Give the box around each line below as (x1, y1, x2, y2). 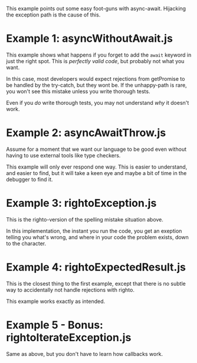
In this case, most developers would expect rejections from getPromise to (6, 75, 185, 82)
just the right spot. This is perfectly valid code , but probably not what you (6, 57, 185, 64)
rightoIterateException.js (6, 331, 132, 344)
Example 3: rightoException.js (6, 197, 157, 210)
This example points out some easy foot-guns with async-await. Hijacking (6, 5, 186, 12)
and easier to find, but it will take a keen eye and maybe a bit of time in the (6, 169, 187, 176)
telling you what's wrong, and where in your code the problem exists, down (6, 233, 189, 240)
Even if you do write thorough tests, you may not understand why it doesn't (6, 99, 189, 106)
